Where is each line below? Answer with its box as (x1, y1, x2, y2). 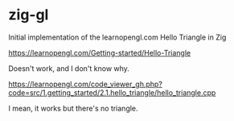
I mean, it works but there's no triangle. (8, 103, 138, 113)
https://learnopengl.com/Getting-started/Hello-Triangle (8, 48, 191, 57)
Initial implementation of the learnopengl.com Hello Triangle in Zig (8, 32, 227, 42)
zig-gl (8, 6, 49, 24)
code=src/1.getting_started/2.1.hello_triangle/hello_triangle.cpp (8, 87, 216, 98)
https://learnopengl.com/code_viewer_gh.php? (8, 79, 163, 89)
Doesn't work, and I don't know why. (8, 63, 130, 73)
